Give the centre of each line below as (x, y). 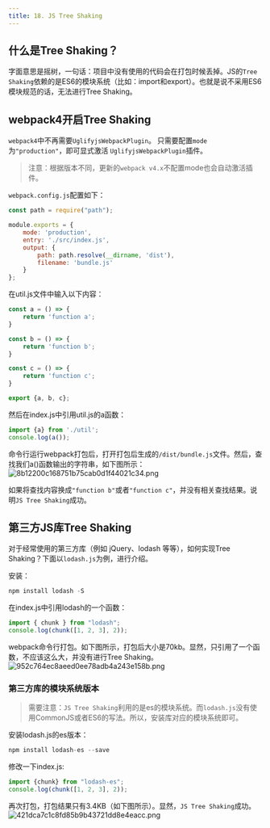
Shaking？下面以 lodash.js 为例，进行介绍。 (81, 559)
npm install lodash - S (46, 591)
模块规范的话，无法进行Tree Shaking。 (73, 92)
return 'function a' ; (59, 317)
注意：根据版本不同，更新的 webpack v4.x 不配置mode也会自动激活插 (141, 168)
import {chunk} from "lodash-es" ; (66, 782)
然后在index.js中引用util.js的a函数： (67, 414)
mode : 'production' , (57, 233)
